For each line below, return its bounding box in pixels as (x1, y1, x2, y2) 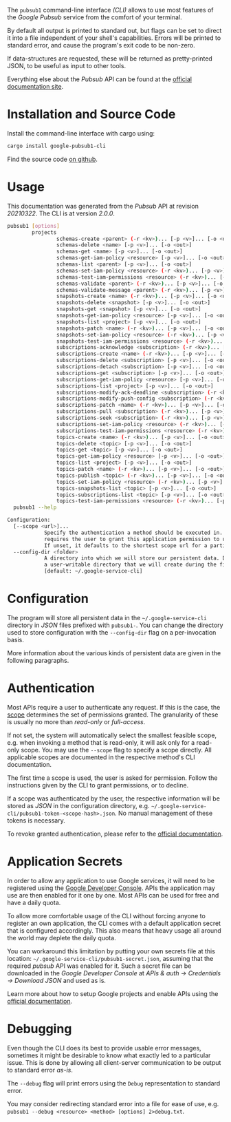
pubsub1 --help (13, 504, 57, 511)
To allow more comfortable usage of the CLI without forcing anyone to (7, 911, 206, 920)
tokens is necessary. (7, 816, 65, 825)
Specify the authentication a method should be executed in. (43, 529, 223, 536)
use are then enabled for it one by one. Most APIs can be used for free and (7, 891, 219, 899)
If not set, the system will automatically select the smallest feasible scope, (7, 731, 217, 739)
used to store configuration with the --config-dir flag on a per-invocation (7, 628, 217, 636)
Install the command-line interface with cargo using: (7, 129, 155, 137)
